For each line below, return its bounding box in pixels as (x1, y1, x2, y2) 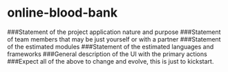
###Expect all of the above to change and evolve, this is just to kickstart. (7, 57, 214, 65)
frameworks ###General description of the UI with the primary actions (7, 50, 207, 58)
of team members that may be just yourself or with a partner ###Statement (7, 35, 221, 43)
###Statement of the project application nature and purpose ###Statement (7, 28, 221, 36)
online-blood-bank (7, 5, 118, 21)
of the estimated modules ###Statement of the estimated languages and (7, 42, 214, 51)
